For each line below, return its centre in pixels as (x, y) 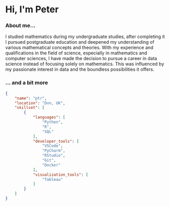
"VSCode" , (52, 146)
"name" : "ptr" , (31, 98)
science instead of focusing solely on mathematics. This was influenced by (85, 64)
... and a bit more (27, 83)
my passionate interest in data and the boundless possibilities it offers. (80, 69)
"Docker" (51, 165)
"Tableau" (52, 179)
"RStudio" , (54, 156)
